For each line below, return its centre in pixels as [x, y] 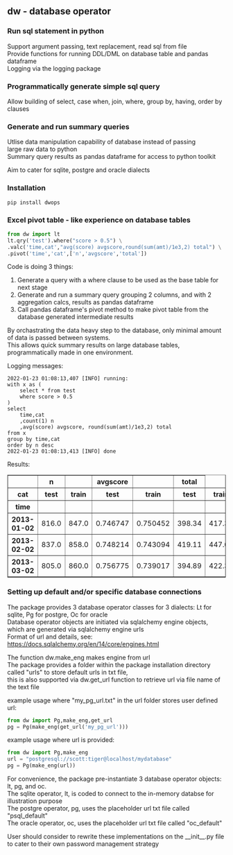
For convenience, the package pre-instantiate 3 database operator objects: [114, 779]
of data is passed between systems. [59, 338]
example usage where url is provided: [61, 740]
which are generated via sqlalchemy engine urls [76, 629]
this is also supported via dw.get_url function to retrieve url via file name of [114, 680]
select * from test [48, 391]
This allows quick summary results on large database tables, [94, 345]
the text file [23, 686]
